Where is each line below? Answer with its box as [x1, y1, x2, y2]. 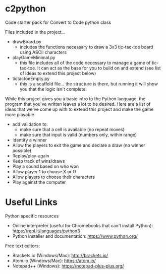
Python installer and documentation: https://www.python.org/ [12, 233, 138, 239]
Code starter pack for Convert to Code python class [5, 19, 111, 25]
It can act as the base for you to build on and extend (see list [37, 65, 161, 71]
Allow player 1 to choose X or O [12, 168, 77, 174]
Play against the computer [12, 179, 66, 185]
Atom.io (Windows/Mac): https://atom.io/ [12, 258, 96, 264]
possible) [12, 147, 32, 153]
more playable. [5, 111, 36, 117]
